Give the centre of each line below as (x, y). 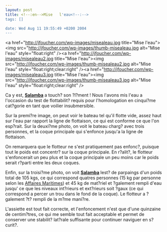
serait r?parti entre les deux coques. (43, 163)
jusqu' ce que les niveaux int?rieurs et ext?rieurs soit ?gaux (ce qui (74, 189)
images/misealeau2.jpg (29, 59)
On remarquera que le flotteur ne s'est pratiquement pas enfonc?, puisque (82, 147)
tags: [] (14, 19)
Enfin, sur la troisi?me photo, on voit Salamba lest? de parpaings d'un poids (83, 173)
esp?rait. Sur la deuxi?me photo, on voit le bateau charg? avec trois (75, 126)
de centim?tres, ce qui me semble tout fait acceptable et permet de (75, 214)
